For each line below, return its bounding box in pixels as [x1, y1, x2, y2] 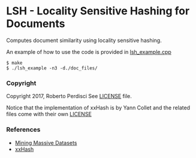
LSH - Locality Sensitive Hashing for [6, 4, 190, 18]
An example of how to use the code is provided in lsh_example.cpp [6, 48, 172, 55]
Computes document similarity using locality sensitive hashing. [6, 37, 162, 44]
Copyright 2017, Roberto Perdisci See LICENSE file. [6, 93, 132, 100]
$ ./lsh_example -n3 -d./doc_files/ [6, 65, 98, 71]
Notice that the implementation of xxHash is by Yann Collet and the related [6, 104, 191, 111]
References [6, 126, 41, 134]
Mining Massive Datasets [14, 139, 77, 146]
